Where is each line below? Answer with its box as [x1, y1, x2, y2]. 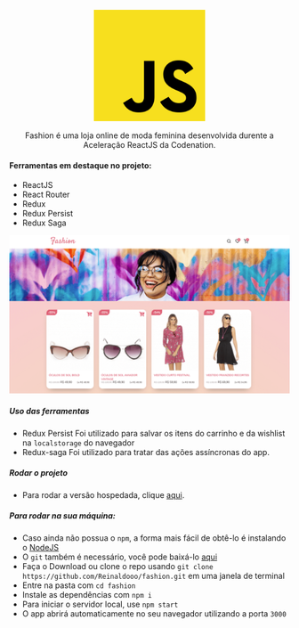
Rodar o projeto [9, 467, 69, 477]
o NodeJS [21, 542, 60, 553]
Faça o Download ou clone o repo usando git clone [21, 561, 214, 572]
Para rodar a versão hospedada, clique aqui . [21, 490, 185, 501]
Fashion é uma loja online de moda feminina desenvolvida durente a [25, 130, 274, 141]
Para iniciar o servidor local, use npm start [21, 599, 179, 610]
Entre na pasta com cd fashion [21, 580, 136, 591]
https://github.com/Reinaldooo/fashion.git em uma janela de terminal [21, 571, 285, 582]
